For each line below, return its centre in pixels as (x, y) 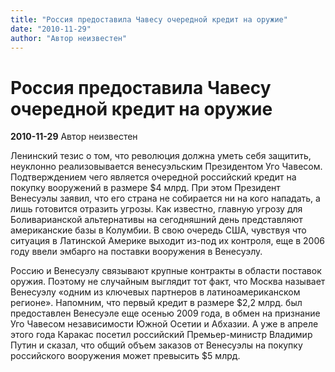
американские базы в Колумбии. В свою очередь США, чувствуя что (158, 230)
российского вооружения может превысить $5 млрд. (125, 356)
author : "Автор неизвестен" (69, 38)
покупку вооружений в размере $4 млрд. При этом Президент (145, 188)
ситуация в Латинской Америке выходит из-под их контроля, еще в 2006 (167, 241)
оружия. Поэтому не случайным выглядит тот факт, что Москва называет (168, 282)
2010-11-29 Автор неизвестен (74, 137)
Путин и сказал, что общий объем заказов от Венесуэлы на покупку (156, 345)
